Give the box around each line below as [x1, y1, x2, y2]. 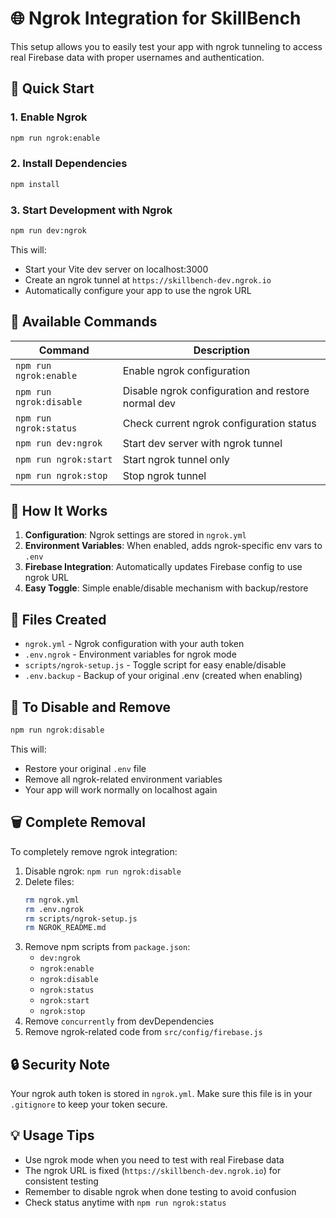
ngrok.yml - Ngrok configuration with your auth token [24, 638, 245, 650]
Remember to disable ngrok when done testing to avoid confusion [24, 1185, 297, 1197]
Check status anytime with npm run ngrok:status [24, 1196, 227, 1208]
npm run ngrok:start [15, 453, 113, 465]
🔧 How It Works [10, 503, 108, 520]
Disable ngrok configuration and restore [122, 383, 310, 397]
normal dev [122, 396, 176, 410]
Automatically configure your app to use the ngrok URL [24, 284, 252, 296]
